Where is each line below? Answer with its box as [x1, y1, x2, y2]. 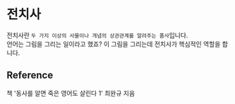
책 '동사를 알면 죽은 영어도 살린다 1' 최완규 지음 [6, 89, 135, 97]
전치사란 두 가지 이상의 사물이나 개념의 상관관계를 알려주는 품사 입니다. [6, 31, 188, 39]
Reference [6, 70, 54, 82]
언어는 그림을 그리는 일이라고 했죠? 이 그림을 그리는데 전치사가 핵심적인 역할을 [6, 39, 221, 48]
